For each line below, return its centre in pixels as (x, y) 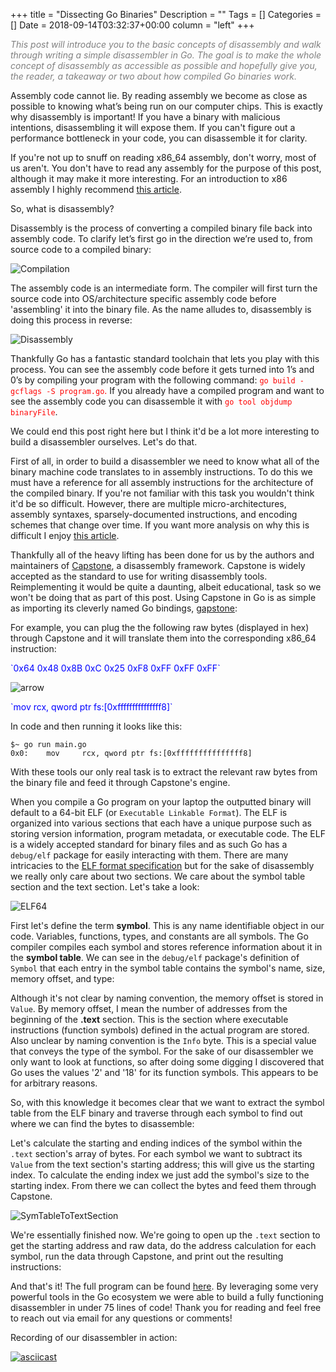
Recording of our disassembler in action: (94, 1337)
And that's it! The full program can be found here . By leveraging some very (164, 1286)
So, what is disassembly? (62, 208)
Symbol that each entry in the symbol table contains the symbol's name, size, (168, 968)
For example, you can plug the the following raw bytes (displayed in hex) (160, 627)
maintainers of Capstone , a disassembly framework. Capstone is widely (158, 565)
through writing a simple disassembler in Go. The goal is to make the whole (166, 55)
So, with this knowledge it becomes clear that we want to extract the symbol (167, 1102)
